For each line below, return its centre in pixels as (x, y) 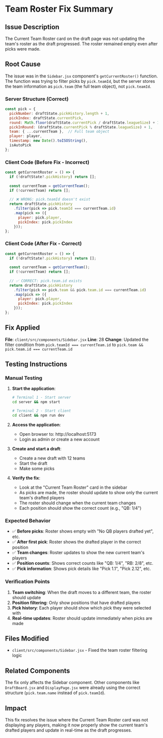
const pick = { (20, 109)
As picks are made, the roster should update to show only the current (89, 492)
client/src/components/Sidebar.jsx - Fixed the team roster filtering (80, 650)
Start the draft (33, 463)
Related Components (38, 671)
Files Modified (27, 638)
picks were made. (23, 49)
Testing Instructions (36, 364)
